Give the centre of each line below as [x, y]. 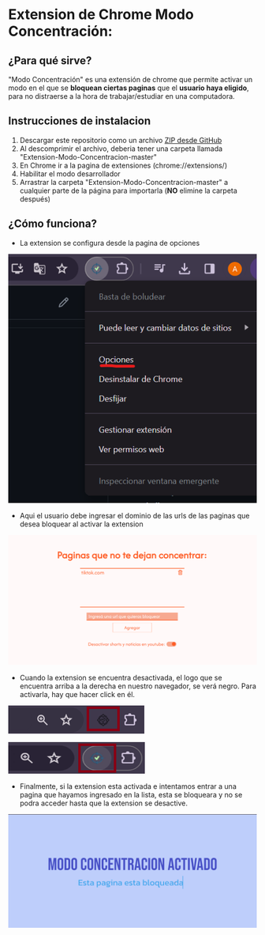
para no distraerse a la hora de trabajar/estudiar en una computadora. [121, 96]
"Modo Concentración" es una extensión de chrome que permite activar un [131, 79]
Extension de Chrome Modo [101, 15]
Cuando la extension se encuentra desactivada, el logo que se [121, 677]
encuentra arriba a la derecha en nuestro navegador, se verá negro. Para [138, 686]
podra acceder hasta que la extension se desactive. [103, 803]
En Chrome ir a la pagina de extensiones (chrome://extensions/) [123, 165]
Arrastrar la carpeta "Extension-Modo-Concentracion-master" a [124, 182]
